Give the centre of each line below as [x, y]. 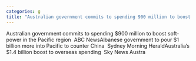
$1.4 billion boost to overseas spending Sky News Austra [76, 52]
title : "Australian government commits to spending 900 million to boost [99, 17]
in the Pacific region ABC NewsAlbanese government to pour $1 [101, 40]
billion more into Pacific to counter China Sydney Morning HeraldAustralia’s [98, 46]
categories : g [24, 11]
